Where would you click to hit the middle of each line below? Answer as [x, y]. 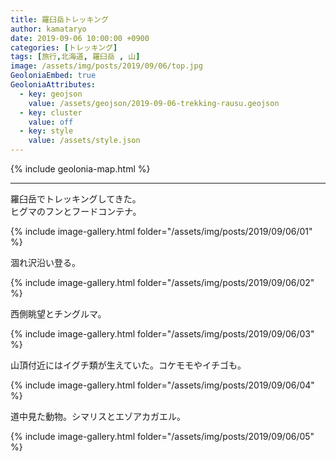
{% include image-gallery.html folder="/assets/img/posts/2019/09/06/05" [162, 436]
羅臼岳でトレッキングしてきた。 [76, 199]
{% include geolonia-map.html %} [80, 169]
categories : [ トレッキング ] [64, 47]
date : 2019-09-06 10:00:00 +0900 [80, 38]
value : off [51, 122]
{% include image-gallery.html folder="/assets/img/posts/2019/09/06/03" [162, 334]
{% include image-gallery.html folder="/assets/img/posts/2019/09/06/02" [162, 282]
